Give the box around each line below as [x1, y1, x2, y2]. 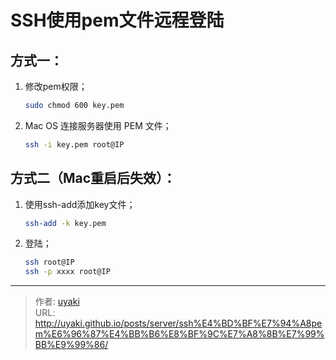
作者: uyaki [34, 296, 80, 308]
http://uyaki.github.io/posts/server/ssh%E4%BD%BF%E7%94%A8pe [34, 317, 323, 330]
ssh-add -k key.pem [24, 218, 107, 228]
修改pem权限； [24, 81, 88, 92]
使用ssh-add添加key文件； [24, 198, 136, 210]
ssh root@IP [24, 257, 75, 268]
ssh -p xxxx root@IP [24, 267, 111, 277]
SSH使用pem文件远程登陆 [10, 9, 225, 32]
